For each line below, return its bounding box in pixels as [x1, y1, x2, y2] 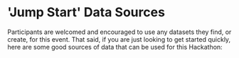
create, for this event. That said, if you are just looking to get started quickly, [7, 35, 231, 43]
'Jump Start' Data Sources [7, 4, 166, 21]
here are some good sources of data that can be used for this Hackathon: [7, 42, 223, 51]
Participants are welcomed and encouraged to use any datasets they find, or [7, 28, 232, 36]
